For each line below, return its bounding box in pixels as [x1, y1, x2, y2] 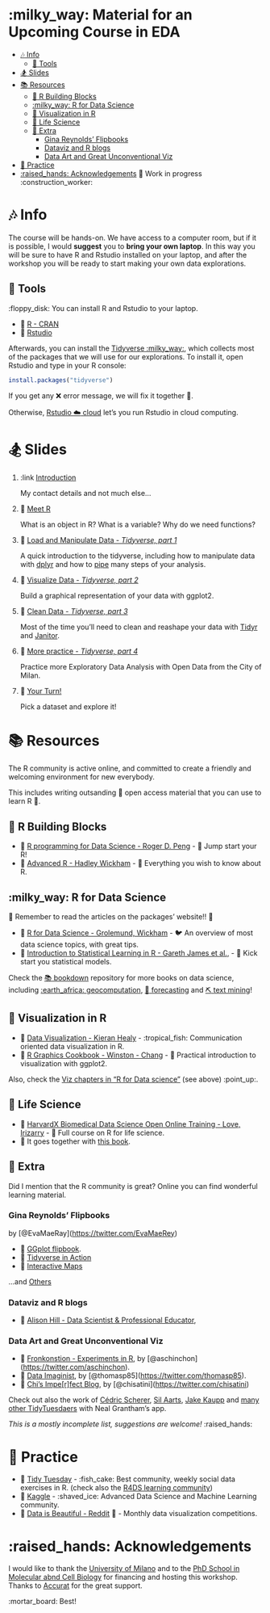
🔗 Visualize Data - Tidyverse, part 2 [19, 575, 139, 585]
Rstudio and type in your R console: [8, 360, 127, 370]
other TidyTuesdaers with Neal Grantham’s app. [8, 1404, 167, 1413]
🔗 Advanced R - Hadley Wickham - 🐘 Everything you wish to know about [19, 859, 262, 868]
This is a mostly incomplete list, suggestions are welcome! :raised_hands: [8, 1419, 252, 1429]
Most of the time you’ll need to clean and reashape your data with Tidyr [19, 622, 258, 632]
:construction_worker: [19, 177, 93, 187]
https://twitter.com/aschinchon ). [23, 1363, 131, 1372]
